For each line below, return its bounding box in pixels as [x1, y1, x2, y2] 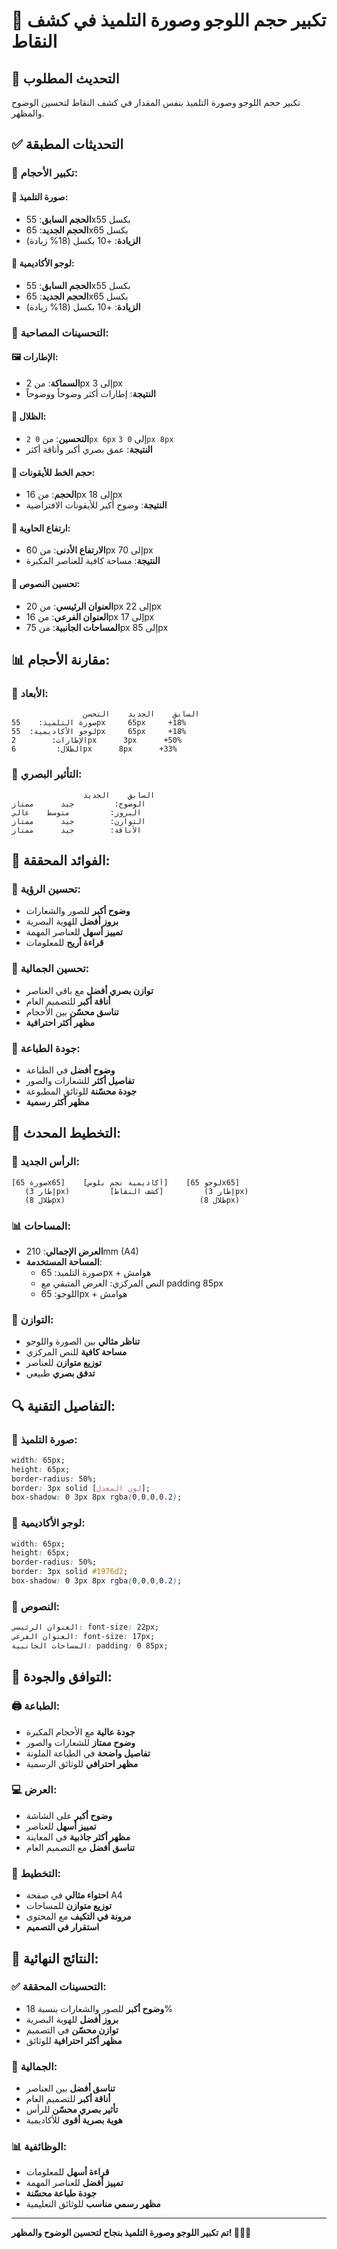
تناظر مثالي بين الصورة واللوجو [25, 1335, 141, 1348]
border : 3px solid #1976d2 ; [11, 1567, 129, 1577]
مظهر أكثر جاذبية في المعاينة [25, 1830, 131, 1843]
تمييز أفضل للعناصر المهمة [25, 2177, 124, 2189]
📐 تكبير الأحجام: [11, 166, 79, 180]
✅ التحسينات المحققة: [11, 1980, 107, 1994]
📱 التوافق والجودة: [11, 1669, 113, 1686]
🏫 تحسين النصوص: [11, 578, 81, 590]
